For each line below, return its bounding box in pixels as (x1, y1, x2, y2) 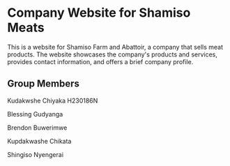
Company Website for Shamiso (7, 5, 191, 21)
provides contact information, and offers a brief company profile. (7, 57, 194, 66)
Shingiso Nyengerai (7, 150, 64, 158)
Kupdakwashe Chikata (7, 137, 72, 145)
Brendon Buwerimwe (7, 123, 68, 132)
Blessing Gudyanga (7, 110, 63, 118)
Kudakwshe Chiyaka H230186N (7, 96, 98, 105)
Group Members (7, 78, 80, 90)
